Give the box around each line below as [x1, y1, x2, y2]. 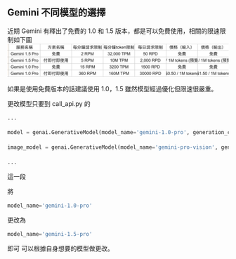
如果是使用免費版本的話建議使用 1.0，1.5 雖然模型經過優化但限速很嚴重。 [7, 84, 218, 93]
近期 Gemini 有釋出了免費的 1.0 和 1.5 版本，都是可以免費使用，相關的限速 [7, 27, 220, 35]
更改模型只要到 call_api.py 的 [7, 99, 91, 107]
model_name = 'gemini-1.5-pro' [7, 230, 93, 237]
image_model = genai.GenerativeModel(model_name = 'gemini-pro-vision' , [7, 144, 218, 151]
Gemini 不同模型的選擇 [7, 6, 106, 19]
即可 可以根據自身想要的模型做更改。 [7, 244, 114, 253]
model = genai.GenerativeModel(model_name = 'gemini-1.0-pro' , [7, 129, 190, 136]
